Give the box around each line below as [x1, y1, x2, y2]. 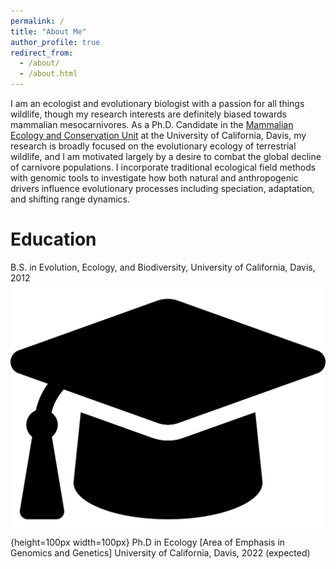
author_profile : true [10, 37, 101, 47]
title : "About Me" [10, 26, 87, 37]
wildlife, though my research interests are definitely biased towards [10, 108, 287, 120]
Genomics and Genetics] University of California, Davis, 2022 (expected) [10, 547, 311, 559]
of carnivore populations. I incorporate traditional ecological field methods [10, 161, 317, 173]
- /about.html [19, 69, 78, 79]
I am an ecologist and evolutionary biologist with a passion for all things [10, 98, 305, 109]
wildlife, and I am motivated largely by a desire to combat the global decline [10, 151, 322, 162]
